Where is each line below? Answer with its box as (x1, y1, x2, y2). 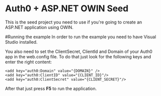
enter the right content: (5, 59, 52, 65)
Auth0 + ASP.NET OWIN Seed (5, 3, 129, 14)
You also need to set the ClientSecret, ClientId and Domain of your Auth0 (5, 48, 153, 54)
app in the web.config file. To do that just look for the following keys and (5, 53, 151, 59)
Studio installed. (5, 39, 38, 45)
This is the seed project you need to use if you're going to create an (5, 19, 142, 25)
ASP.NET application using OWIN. (5, 24, 74, 30)
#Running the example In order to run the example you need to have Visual (5, 34, 156, 40)
